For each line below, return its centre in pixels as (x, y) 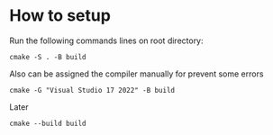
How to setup (60, 16)
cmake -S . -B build (48, 57)
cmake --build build (48, 123)
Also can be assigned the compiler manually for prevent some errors (136, 74)
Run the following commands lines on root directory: (107, 40)
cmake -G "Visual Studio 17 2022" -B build (92, 90)
